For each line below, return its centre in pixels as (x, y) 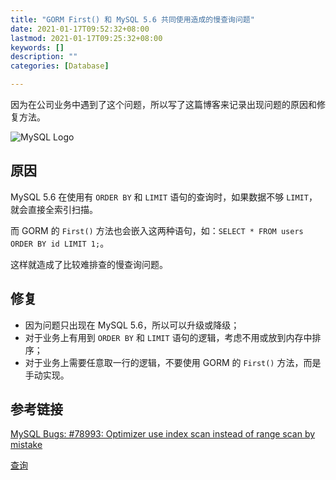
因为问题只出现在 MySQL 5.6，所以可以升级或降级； (132, 325)
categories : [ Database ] (60, 66)
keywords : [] (37, 47)
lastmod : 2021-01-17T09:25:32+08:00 (86, 38)
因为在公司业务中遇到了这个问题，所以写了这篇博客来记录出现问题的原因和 (163, 104)
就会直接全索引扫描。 (54, 209)
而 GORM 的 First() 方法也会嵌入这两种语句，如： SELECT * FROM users (157, 230)
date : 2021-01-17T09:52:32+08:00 (80, 29)
